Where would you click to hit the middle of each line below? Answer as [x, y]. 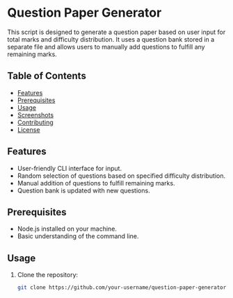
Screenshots [35, 115]
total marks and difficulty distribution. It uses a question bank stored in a [111, 39]
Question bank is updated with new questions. [84, 190]
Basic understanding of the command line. [78, 236]
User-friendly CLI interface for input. [70, 168]
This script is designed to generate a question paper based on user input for [116, 32]
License [29, 129]
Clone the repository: [48, 275]
